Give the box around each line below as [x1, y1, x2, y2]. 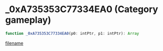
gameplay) [5, 14, 52, 26]
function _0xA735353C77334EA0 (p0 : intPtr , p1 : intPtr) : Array [5, 31, 139, 36]
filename [5, 40, 24, 46]
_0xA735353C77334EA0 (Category [5, 4, 158, 15]
